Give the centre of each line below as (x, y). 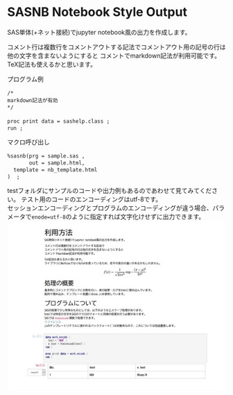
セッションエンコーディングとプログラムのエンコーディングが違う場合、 (110, 208)
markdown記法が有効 (33, 100)
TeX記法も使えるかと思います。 (52, 64)
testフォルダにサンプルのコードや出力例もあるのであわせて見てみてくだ (110, 190)
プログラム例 (25, 79)
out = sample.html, (57, 163)
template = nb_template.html (55, 170)
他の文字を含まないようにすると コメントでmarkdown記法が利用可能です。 (114, 56)
